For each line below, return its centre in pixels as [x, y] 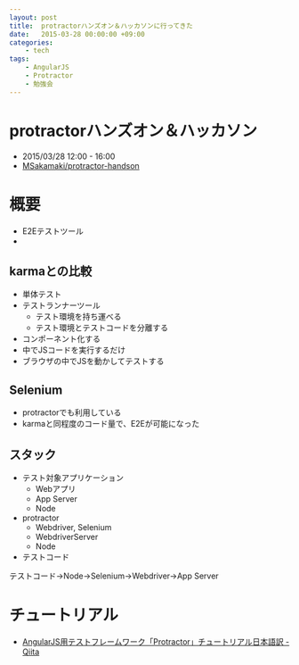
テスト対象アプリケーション [73, 478]
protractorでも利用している [72, 412]
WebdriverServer [67, 536]
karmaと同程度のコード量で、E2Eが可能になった [111, 424]
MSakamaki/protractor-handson [81, 165]
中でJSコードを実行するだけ [74, 350]
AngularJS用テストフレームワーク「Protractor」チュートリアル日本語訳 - [156, 641]
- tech [37, 51]
